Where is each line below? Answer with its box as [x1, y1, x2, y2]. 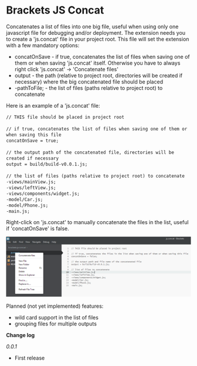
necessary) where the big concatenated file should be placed [14, 78, 163, 85]
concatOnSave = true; [6, 138, 59, 144]
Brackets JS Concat [6, 4, 104, 17]
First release [14, 354, 45, 362]
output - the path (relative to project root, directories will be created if [14, 72, 183, 79]
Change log [6, 332, 35, 339]
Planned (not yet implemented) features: [6, 302, 104, 310]
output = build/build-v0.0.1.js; [6, 161, 88, 167]
